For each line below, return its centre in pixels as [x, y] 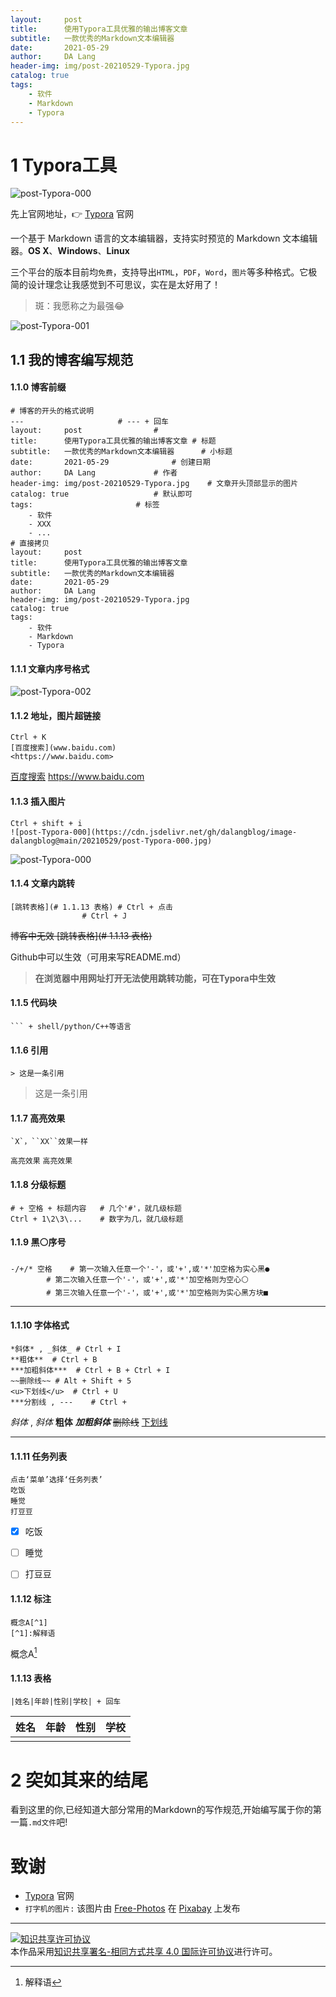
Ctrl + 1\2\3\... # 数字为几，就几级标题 [97, 1219]
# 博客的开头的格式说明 [52, 411]
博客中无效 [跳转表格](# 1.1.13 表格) [81, 935]
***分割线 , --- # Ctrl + [69, 1402]
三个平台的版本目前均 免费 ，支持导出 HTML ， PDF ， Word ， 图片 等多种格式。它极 [164, 272]
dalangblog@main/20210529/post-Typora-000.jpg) [111, 841]
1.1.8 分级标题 [38, 1184]
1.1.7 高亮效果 [38, 1118]
